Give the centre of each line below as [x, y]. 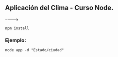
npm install [17, 28]
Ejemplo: [16, 40]
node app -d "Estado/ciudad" [34, 50]
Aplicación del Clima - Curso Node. [59, 8]
